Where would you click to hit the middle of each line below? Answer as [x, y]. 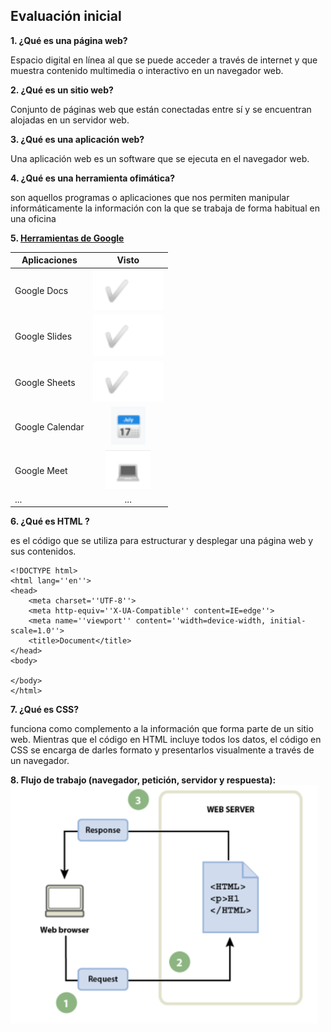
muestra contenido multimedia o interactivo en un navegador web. [147, 70]
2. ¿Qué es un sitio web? [62, 90]
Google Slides [43, 336]
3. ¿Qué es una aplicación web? [77, 139]
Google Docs [41, 291]
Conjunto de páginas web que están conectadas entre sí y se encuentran [161, 109]
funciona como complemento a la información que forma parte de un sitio [162, 729]
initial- [288, 621]
